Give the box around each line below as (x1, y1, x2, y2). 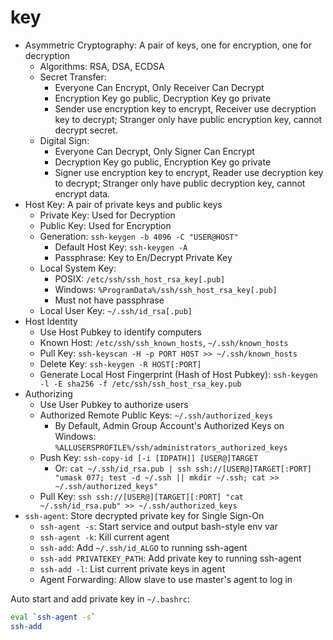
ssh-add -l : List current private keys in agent (39, 562, 226, 575)
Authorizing (24, 387, 73, 400)
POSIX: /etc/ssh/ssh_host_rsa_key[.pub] (54, 272, 226, 285)
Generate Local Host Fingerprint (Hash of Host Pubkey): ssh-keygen (39, 368, 318, 380)
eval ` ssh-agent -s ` (10, 612, 97, 622)
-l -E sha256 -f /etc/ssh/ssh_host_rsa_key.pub (39, 379, 242, 389)
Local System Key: (39, 262, 117, 274)
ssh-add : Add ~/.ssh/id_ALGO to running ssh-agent (39, 541, 248, 553)
